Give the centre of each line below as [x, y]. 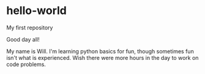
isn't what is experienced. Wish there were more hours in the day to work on [102, 57]
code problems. [26, 64]
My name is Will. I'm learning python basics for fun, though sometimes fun [100, 51]
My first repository [30, 28]
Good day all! [23, 39]
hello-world [37, 11]
